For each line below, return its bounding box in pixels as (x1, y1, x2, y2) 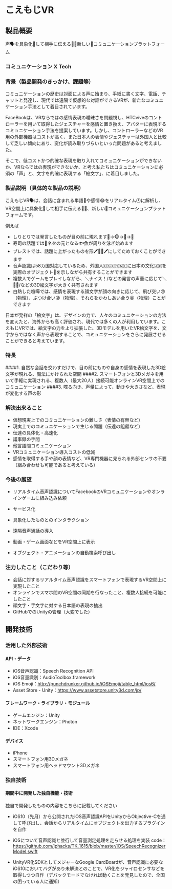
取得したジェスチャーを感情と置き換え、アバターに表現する (40, 121, 166, 127)
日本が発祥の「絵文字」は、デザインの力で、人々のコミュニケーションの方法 (5, 312, 167, 318)
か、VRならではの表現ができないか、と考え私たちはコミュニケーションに (5, 164, 159, 170)
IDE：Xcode (12, 725, 38, 731)
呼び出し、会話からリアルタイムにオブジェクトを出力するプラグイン (21, 820, 165, 826)
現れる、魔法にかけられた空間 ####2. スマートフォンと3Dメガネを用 (18, 371, 164, 377)
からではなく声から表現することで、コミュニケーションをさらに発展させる (9, 331, 166, 337)
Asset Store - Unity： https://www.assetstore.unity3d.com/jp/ (12, 687, 142, 694)
